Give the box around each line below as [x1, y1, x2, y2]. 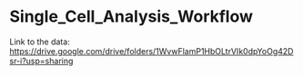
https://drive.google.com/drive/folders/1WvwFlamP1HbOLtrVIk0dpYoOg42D [9, 45, 294, 56]
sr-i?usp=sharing [9, 55, 74, 66]
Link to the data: [9, 36, 70, 47]
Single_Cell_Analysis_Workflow [9, 6, 253, 27]
